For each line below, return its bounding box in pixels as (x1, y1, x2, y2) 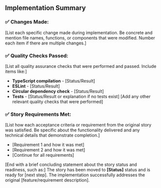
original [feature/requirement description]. (5, 177, 90, 183)
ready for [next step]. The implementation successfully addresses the (5, 172, 145, 178)
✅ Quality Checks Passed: (5, 52, 68, 59)
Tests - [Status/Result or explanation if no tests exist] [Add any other (12, 93, 151, 99)
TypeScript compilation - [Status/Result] (12, 78, 95, 84)
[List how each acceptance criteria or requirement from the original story (5, 122, 152, 128)
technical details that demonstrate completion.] (5, 132, 100, 138)
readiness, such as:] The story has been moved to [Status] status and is (5, 167, 150, 173)
